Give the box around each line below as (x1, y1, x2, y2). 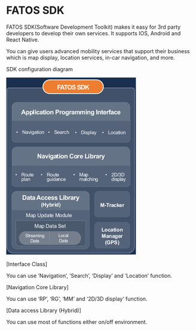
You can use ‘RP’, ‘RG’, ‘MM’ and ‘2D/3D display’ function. (6, 295, 148, 302)
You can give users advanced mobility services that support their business (6, 47, 190, 54)
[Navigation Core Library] (6, 283, 69, 290)
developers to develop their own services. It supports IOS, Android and (6, 29, 181, 36)
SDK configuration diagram (6, 65, 73, 72)
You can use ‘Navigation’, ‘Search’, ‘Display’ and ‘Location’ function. (6, 272, 172, 279)
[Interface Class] (6, 260, 48, 268)
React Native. (6, 36, 39, 43)
